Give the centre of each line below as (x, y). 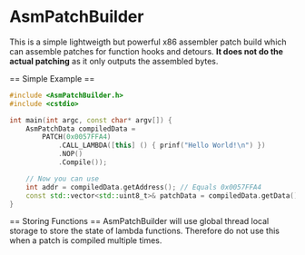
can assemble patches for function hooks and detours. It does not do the (147, 51)
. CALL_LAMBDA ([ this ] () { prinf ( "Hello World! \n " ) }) (162, 146)
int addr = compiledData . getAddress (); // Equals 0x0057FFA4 (143, 187)
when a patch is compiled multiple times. (86, 240)
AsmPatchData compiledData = (81, 129)
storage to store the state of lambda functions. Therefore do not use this (144, 231)
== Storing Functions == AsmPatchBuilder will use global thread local (139, 221)
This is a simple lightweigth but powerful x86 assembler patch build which (148, 42)
